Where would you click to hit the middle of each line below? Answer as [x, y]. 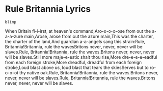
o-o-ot [12, 72]
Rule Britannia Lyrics [48, 9]
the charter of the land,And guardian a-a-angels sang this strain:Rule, [75, 41]
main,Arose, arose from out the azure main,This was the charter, [89, 36]
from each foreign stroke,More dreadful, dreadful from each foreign [73, 62]
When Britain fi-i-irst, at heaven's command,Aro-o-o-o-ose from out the [78, 31]
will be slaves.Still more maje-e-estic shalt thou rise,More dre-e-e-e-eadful [81, 57]
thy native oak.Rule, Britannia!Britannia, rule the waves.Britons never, [89, 72]
